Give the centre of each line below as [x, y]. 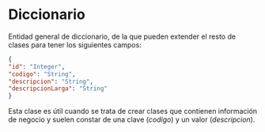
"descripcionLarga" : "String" [58, 89]
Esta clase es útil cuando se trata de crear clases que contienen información [133, 111]
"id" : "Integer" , [37, 66]
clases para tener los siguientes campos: [75, 44]
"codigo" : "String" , [42, 74]
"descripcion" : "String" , [51, 81]
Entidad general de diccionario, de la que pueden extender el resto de [122, 36]
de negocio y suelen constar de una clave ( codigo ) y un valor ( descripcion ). [132, 119]
